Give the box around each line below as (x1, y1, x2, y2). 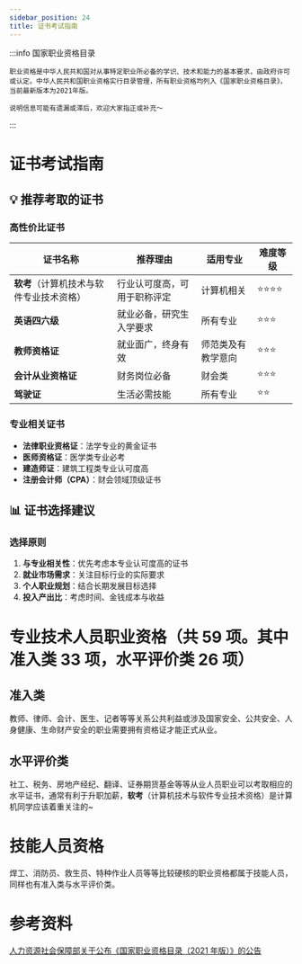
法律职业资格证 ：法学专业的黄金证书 (22, 440, 157, 451)
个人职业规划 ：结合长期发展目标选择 (22, 581, 157, 592)
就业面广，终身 (116, 338, 181, 351)
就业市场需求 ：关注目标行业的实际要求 (22, 569, 164, 580)
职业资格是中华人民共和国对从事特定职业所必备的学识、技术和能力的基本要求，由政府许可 (9, 67, 290, 76)
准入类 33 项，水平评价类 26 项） (9, 649, 254, 670)
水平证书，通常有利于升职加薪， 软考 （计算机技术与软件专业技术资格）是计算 (9, 790, 293, 801)
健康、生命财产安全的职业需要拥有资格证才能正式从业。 (16, 725, 222, 736)
